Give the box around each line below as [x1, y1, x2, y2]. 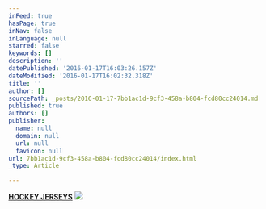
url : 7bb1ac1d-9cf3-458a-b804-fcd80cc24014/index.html [8, 154, 197, 162]
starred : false [8, 42, 60, 50]
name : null [15, 124, 53, 132]
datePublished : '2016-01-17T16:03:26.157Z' [8, 65, 158, 73]
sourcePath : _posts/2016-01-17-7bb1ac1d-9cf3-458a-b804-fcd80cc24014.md [8, 94, 259, 102]
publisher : [8, 117, 45, 125]
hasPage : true [8, 19, 57, 27]
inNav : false [8, 27, 53, 35]
